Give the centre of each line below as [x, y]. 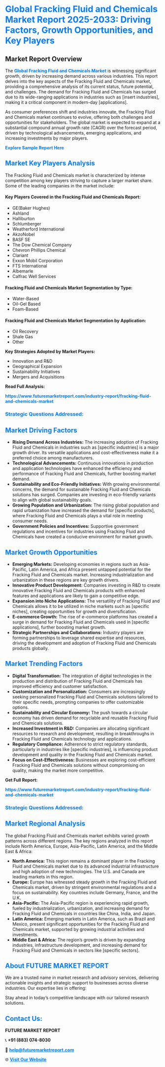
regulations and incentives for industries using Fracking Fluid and [79, 532]
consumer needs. [30, 521]
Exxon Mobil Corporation [37, 261]
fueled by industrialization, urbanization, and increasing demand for [81, 908]
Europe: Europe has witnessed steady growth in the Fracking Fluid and [84, 882]
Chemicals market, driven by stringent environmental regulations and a [84, 887]
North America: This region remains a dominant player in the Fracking [83, 861]
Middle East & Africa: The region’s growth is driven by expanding [79, 940]
